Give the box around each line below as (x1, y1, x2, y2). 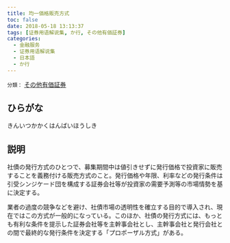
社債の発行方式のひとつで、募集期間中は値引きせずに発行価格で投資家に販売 (7, 163, 222, 171)
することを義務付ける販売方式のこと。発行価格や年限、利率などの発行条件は (7, 171, 223, 180)
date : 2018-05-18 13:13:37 (7, 23, 84, 29)
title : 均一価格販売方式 (7, 10, 70, 17)
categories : (7, 35, 41, 42)
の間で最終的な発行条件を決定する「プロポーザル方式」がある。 (7, 229, 187, 237)
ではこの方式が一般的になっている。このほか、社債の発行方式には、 (12, 212, 205, 220)
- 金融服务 (13, 42, 40, 48)
